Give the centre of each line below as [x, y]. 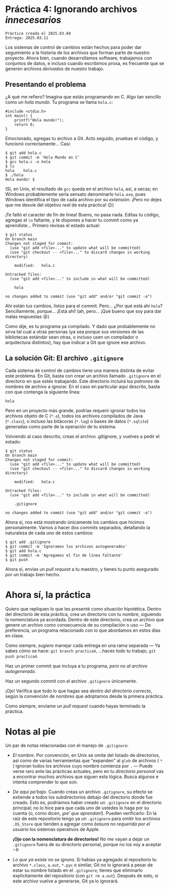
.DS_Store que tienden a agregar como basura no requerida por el [81, 824]
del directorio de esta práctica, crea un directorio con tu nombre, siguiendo [83, 614]
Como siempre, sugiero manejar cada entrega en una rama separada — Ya [83, 645]
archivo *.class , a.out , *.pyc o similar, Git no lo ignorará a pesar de [82, 865]
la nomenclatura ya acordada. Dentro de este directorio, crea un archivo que [85, 620]
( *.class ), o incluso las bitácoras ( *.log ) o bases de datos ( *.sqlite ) [77, 421]
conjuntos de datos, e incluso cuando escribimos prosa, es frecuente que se [85, 63]
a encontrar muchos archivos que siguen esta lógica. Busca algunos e [86, 777]
